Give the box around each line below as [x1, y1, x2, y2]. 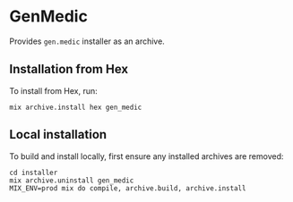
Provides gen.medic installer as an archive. [9, 36, 166, 46]
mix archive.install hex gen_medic [9, 103, 142, 112]
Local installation [9, 127, 108, 142]
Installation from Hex [9, 62, 128, 77]
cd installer [9, 168, 58, 177]
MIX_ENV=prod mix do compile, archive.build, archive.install [9, 183, 246, 193]
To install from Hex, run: [9, 85, 99, 96]
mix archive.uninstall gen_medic [9, 176, 134, 185]
